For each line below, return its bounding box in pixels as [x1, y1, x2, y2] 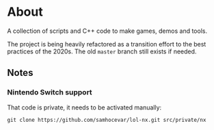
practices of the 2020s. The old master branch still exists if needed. [7, 47, 197, 55]
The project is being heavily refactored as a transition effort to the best [7, 40, 206, 48]
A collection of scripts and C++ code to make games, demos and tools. [7, 27, 207, 35]
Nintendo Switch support [7, 88, 92, 97]
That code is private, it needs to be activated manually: [7, 103, 162, 112]
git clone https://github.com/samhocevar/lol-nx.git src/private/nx [7, 116, 206, 123]
